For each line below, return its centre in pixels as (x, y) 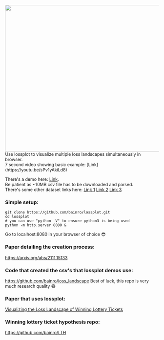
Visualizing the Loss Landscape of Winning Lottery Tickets (64, 309)
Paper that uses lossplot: (35, 298)
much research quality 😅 (31, 286)
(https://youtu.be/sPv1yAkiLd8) (36, 170)
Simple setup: (22, 202)
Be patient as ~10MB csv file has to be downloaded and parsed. (69, 184)
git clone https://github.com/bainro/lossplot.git (58, 212)
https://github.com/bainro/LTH (36, 333)
